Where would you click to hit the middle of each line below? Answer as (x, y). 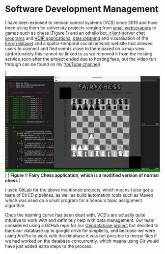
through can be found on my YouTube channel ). (53, 64)
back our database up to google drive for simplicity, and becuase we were (80, 231)
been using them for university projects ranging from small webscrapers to (81, 27)
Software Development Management (82, 9)
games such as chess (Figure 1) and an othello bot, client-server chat (75, 33)
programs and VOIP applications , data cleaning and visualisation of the (77, 38)
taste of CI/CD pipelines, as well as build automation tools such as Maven (79, 195)
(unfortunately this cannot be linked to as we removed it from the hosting (79, 54)
